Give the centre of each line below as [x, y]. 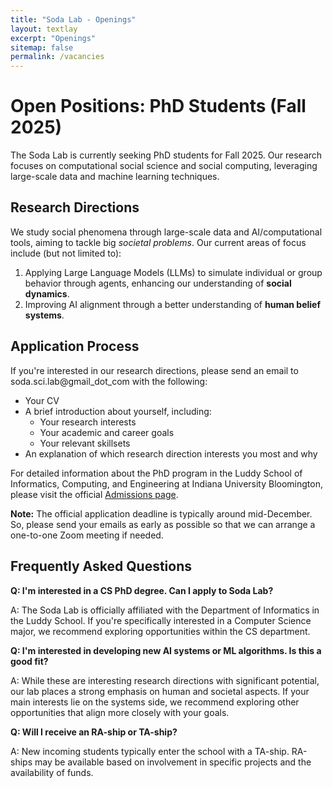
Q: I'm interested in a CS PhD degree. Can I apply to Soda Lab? [142, 590]
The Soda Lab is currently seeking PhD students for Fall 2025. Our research [166, 155]
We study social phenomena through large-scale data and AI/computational [166, 232]
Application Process [75, 346]
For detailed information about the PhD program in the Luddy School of [156, 473]
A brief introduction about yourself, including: [118, 411]
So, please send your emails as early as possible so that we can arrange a [163, 524]
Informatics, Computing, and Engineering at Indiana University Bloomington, [167, 483]
